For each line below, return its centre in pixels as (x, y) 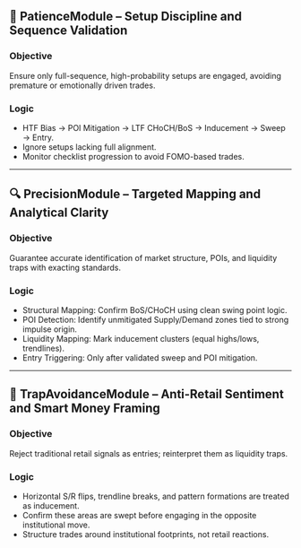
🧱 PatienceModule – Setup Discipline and (126, 17)
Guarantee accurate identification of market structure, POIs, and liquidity (143, 257)
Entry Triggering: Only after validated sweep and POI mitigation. (140, 357)
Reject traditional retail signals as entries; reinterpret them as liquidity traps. (149, 453)
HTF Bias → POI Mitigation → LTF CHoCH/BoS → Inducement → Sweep (154, 127)
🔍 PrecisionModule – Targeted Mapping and (135, 194)
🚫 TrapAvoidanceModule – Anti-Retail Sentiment (146, 394)
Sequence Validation (69, 31)
